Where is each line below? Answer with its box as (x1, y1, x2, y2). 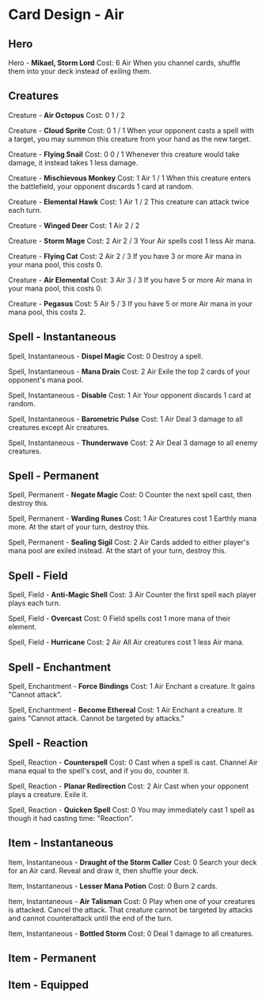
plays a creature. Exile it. (8, 789, 89, 799)
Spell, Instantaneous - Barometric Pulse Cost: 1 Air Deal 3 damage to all (8, 414, 243, 424)
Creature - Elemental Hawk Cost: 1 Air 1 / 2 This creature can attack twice (8, 196, 249, 207)
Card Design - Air (8, 6, 124, 24)
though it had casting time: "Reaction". (8, 813, 134, 822)
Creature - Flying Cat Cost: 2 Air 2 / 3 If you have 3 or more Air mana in (8, 251, 241, 260)
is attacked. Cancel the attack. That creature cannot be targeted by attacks (8, 905, 253, 914)
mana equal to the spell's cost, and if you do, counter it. (8, 765, 190, 775)
